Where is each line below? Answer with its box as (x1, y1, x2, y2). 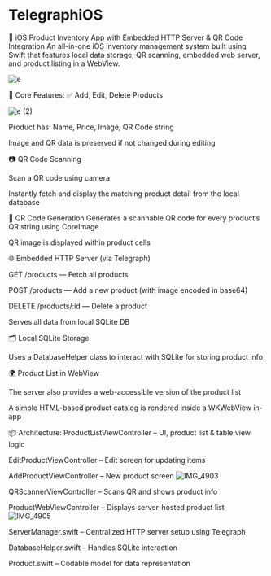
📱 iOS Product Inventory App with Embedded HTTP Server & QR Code (8, 33, 243, 42)
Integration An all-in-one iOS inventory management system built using (8, 41, 247, 50)
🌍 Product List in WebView (8, 368, 100, 377)
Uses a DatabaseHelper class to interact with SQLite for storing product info (8, 351, 263, 361)
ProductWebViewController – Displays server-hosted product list (8, 502, 225, 512)
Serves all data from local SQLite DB (8, 316, 130, 326)
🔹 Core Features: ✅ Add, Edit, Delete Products (8, 89, 164, 99)
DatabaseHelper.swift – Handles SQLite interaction (8, 543, 177, 552)
